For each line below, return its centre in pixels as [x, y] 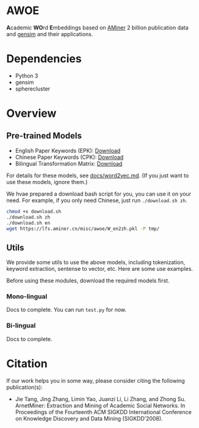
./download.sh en [28, 223]
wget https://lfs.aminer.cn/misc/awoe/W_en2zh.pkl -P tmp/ [83, 229]
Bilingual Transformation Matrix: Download [69, 163]
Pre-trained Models [44, 136]
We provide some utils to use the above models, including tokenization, [96, 262]
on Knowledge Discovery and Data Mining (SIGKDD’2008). [89, 418]
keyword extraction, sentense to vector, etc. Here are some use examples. [100, 269]
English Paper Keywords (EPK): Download [68, 150]
